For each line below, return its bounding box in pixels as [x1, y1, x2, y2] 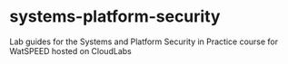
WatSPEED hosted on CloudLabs [9, 45, 132, 56]
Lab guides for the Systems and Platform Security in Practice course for [9, 36, 279, 47]
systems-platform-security [9, 6, 221, 27]
